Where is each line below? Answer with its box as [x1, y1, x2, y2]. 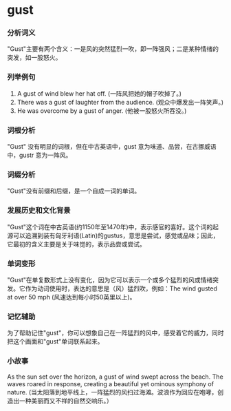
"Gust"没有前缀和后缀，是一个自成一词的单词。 [7, 187, 141, 195]
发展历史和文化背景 [7, 206, 71, 215]
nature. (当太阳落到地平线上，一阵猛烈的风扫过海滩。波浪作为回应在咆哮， [7, 388, 218, 396]
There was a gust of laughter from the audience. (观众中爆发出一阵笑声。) [16, 98, 224, 106]
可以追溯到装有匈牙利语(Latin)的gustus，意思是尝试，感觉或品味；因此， [12, 231, 219, 240]
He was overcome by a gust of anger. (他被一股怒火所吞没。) [16, 106, 187, 115]
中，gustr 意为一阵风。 [7, 151, 72, 160]
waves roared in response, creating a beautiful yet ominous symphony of [7, 379, 214, 388]
